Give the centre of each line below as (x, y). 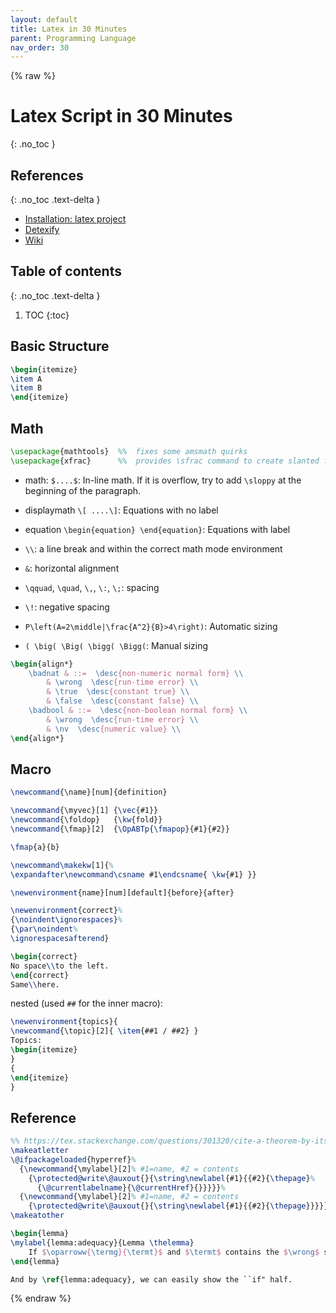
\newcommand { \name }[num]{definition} (89, 792)
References (47, 175)
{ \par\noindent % (44, 929)
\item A (26, 379)
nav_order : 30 (40, 47)
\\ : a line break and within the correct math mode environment (153, 548)
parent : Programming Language (73, 38)
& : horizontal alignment (72, 568)
